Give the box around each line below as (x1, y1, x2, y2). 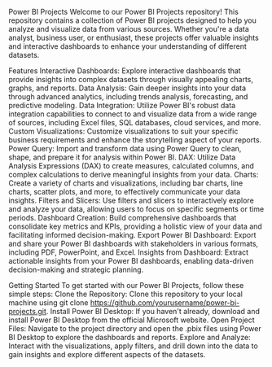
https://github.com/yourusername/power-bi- (90, 298, 240, 308)
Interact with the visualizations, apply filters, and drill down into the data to (8, 341, 258, 351)
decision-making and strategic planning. (8, 264, 144, 274)
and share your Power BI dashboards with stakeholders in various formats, (8, 239, 259, 248)
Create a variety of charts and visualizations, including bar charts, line (8, 178, 243, 188)
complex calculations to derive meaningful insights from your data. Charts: (8, 170, 259, 179)
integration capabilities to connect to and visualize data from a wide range (8, 109, 257, 119)
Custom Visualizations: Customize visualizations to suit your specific (8, 126, 239, 136)
